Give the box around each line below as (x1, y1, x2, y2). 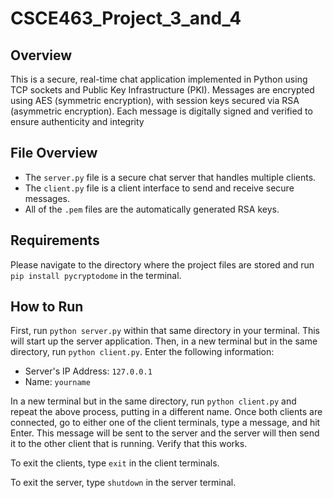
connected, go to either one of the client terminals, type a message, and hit (10, 417, 321, 429)
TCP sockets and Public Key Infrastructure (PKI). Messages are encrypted (10, 84, 315, 96)
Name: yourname (24, 376, 91, 388)
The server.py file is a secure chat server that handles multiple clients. (24, 171, 317, 183)
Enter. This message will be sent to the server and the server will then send (10, 427, 320, 439)
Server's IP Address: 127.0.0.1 (24, 365, 153, 377)
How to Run (10, 298, 84, 316)
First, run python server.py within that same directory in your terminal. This (10, 325, 320, 337)
